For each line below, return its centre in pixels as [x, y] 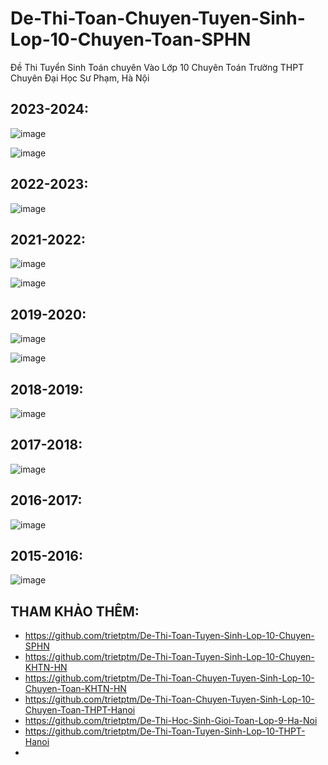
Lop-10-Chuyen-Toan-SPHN [131, 39]
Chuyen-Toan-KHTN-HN [75, 689]
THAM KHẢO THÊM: [75, 611]
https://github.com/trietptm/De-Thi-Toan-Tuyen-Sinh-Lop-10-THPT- [165, 731]
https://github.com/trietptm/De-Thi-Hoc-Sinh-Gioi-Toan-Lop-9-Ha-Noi [171, 721]
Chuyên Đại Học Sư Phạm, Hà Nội [80, 78]
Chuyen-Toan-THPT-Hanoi [80, 710]
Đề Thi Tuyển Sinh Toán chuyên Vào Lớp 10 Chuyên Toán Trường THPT [157, 67]
